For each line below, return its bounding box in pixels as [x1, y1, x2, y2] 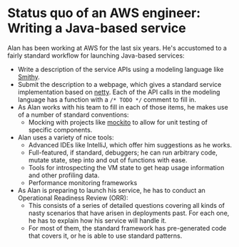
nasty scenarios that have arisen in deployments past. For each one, [28, 209, 230, 217]
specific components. [28, 125, 93, 134]
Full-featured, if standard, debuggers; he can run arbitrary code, [28, 148, 218, 157]
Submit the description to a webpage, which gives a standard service [17, 80, 222, 88]
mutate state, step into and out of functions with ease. [28, 155, 188, 164]
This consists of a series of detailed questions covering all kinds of [28, 201, 225, 209]
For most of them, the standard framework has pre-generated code [28, 224, 227, 232]
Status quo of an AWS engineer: [7, 5, 201, 21]
